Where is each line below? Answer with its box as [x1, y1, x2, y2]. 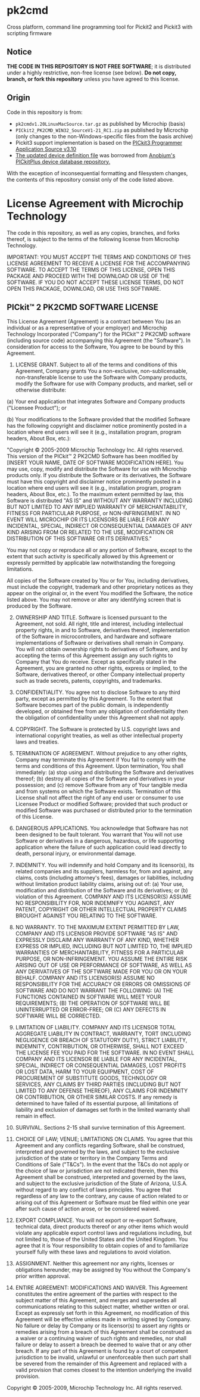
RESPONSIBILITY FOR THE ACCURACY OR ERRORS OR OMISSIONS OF [15, 981, 191, 988]
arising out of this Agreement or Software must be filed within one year [15, 1199, 190, 1206]
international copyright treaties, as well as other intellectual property [15, 732, 183, 739]
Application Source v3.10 [15, 145, 77, 153]
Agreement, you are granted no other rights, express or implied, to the [15, 665, 187, 672]
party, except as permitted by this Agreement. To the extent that [15, 695, 173, 702]
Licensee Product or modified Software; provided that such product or [15, 801, 188, 808]
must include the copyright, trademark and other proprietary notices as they [7, 583, 193, 590]
